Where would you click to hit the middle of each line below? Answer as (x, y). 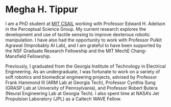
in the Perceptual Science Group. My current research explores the (76, 29)
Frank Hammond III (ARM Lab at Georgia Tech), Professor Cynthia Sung (80, 82)
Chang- (139, 51)
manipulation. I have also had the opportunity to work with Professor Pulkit (84, 40)
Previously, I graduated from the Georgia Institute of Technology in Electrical (86, 66)
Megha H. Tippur (42, 9)
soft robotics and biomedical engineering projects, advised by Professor (81, 77)
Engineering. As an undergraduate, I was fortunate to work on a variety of (83, 71)
